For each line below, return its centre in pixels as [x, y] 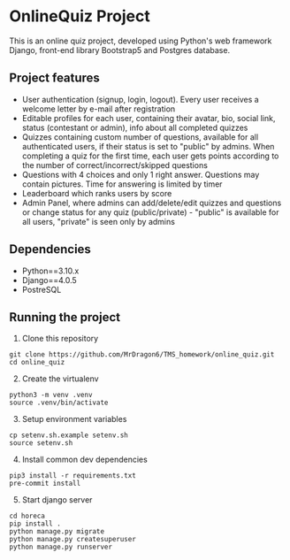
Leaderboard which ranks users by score [97, 193]
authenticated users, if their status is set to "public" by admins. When [148, 146]
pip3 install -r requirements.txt [73, 476]
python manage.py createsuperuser [73, 540]
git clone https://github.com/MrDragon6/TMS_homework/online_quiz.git [142, 355]
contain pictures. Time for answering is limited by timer [122, 184]
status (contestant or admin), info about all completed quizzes [135, 127]
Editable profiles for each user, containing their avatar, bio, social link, [149, 118]
